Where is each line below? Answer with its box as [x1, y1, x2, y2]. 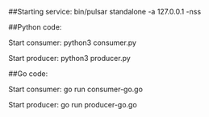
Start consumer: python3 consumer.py [8, 38, 137, 47]
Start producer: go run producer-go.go [8, 100, 137, 109]
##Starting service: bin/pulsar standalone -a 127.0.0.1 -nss [8, 7, 202, 16]
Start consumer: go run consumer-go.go [8, 84, 144, 94]
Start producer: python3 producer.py [8, 54, 131, 63]
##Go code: [8, 69, 48, 79]
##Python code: [8, 22, 62, 31]
